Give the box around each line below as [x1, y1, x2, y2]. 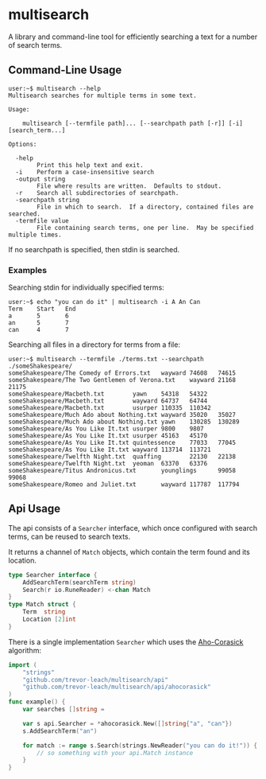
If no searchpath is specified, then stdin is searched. [8, 244, 180, 254]
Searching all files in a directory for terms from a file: [8, 340, 181, 349]
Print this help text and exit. [37, 161, 145, 169]
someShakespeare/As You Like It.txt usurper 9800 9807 [8, 425, 204, 433]
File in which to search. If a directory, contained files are [37, 203, 254, 211]
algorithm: [8, 645, 42, 655]
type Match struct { [8, 601, 77, 609]
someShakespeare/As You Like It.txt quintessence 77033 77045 [8, 439, 237, 447]
